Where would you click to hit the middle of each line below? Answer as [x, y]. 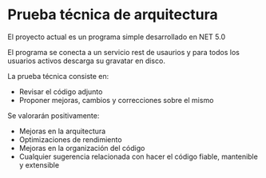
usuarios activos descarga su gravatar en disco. [86, 61]
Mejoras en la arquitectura [62, 131]
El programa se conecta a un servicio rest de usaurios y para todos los [124, 52]
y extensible [39, 164]
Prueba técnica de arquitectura [113, 15]
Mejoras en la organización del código [82, 148]
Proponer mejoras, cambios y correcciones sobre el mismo [116, 100]
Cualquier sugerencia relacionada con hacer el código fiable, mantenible [139, 156]
